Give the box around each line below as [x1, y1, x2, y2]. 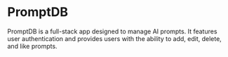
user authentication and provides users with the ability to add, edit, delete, [7, 34, 222, 42]
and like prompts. [7, 42, 58, 50]
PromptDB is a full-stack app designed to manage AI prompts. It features [7, 27, 217, 35]
